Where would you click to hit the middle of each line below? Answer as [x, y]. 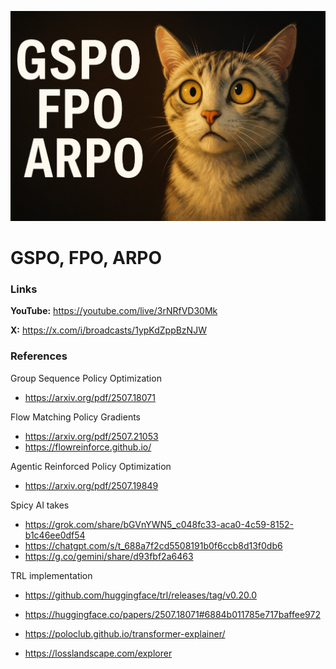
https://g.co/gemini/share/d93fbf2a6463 [109, 556]
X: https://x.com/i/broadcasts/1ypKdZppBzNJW [108, 330]
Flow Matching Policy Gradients [75, 417]
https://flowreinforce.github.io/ [88, 447]
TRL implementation [51, 575]
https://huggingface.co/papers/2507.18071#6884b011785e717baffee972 [172, 614]
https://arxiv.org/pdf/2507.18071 [90, 397]
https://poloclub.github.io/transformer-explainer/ [125, 633]
